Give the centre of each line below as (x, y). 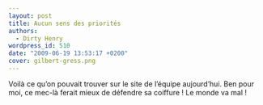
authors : (23, 31)
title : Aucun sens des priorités (65, 23)
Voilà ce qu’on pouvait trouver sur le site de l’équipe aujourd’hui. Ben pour (131, 84)
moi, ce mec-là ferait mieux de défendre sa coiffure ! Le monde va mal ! (128, 92)
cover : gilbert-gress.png (52, 61)
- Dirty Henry (39, 38)
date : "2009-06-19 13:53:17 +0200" (68, 53)
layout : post (30, 16)
